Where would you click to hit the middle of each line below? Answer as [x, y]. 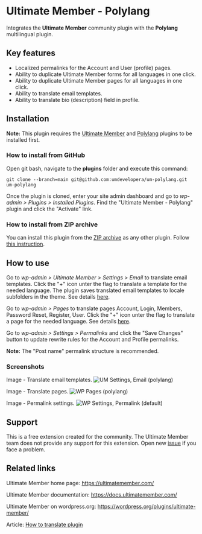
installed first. [23, 139]
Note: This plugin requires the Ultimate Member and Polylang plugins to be [99, 133]
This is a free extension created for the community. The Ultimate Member [97, 437]
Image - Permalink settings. [40, 403]
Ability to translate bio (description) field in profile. [77, 100]
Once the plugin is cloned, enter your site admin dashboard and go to [93, 196]
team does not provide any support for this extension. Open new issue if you [101, 443]
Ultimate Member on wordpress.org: [51, 506]
